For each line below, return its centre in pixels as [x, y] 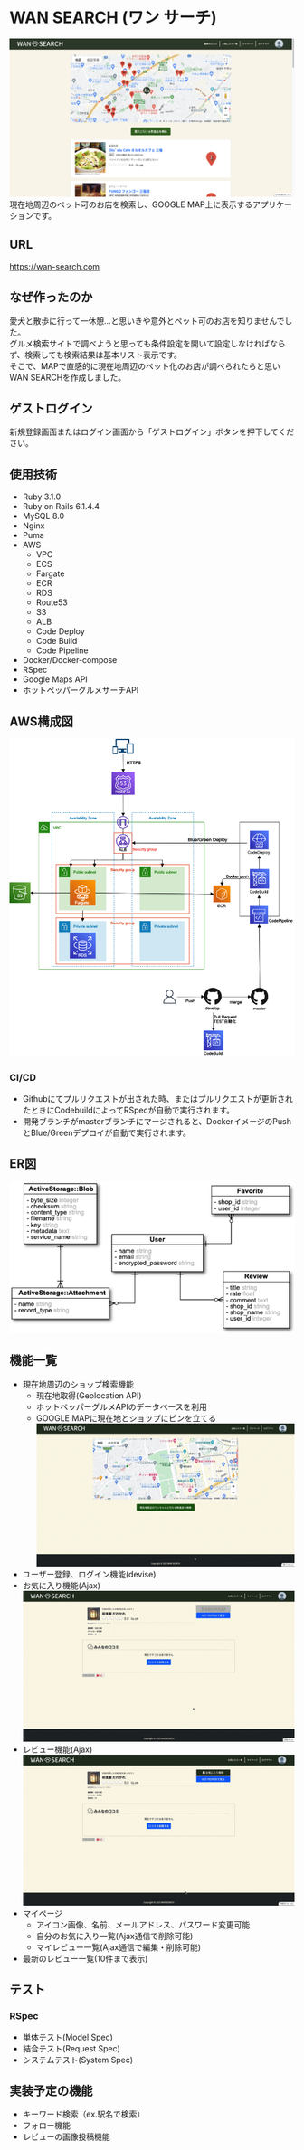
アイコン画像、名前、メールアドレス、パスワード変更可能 [143, 1924]
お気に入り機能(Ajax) [62, 1586]
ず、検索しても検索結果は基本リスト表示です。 [96, 355]
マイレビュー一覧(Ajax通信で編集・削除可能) [119, 1947]
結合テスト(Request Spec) [71, 2048]
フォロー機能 [46, 2126]
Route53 [52, 602]
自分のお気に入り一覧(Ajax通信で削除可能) [114, 1936]
